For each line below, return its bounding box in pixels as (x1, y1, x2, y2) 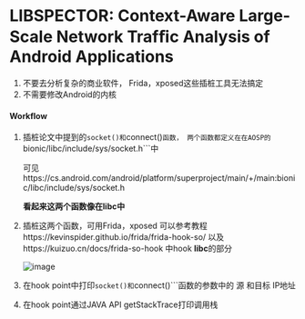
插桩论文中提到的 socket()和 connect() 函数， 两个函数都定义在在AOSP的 (22, 132, 271, 143)
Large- (239, 5, 291, 26)
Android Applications (9, 46, 175, 67)
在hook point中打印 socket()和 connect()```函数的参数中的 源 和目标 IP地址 (22, 280, 296, 291)
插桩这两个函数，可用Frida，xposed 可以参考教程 (22, 220, 208, 232)
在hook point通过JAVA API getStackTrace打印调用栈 (22, 299, 219, 310)
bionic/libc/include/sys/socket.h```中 (22, 143, 159, 155)
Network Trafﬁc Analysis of (56, 26, 270, 47)
